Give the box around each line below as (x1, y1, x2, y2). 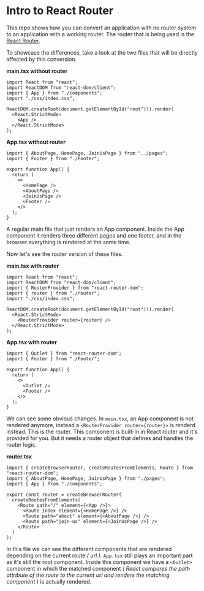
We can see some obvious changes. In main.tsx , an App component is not (6, 415, 194, 422)
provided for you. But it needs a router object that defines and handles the (6, 434, 194, 442)
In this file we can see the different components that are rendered (6, 545, 172, 552)
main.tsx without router (6, 67, 68, 74)
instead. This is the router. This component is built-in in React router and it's (6, 428, 198, 435)
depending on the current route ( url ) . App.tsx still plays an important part (6, 552, 193, 559)
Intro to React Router (6, 4, 114, 18)
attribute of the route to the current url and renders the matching (6, 571, 170, 579)
